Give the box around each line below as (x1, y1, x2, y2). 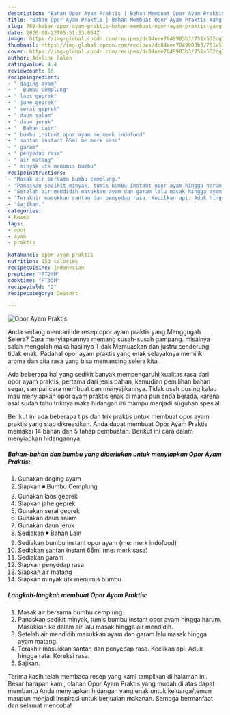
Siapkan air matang (17, 568, 72, 576)
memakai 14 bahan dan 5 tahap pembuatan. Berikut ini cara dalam (8, 427, 194, 436)
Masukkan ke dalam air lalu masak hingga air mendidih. (17, 623, 173, 631)
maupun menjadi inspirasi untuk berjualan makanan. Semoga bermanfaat (8, 694, 214, 703)
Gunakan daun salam (17, 514, 78, 523)
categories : (8, 208, 42, 214)
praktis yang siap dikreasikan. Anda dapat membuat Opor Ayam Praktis (8, 420, 208, 428)
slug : (8, 23, 23, 29)
